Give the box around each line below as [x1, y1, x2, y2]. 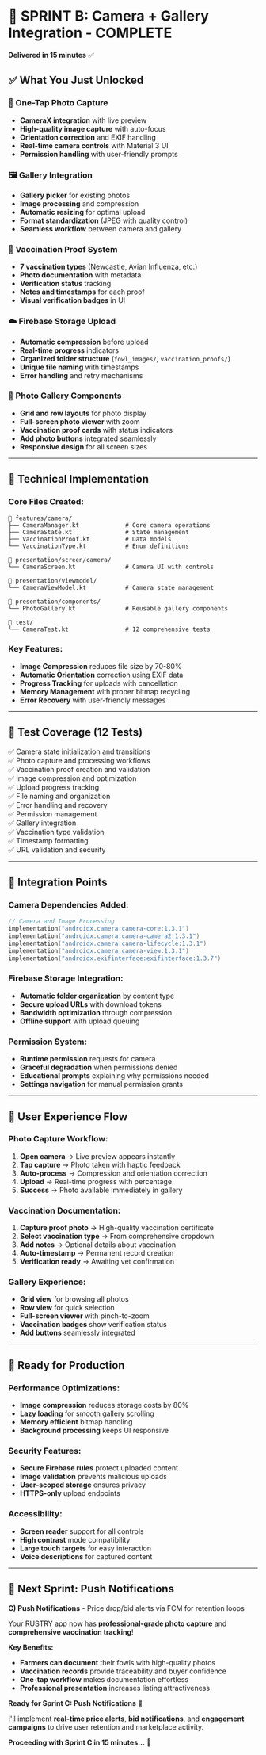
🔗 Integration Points [8, 876, 108, 889]
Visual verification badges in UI [19, 296, 126, 305]
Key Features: [8, 644, 63, 655]
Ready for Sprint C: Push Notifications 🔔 [8, 1698, 143, 1707]
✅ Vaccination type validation [8, 827, 104, 836]
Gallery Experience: [8, 1276, 86, 1287]
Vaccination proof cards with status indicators [19, 425, 173, 434]
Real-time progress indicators [19, 345, 120, 355]
